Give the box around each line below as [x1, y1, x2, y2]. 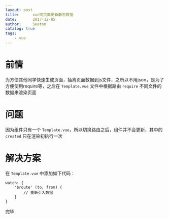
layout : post [5, 7, 33, 13]
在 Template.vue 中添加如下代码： [5, 170, 75, 176]
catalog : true [5, 26, 36, 31]
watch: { [5, 180, 24, 185]
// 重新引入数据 [23, 190, 53, 195]
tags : [5, 31, 17, 36]
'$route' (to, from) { [14, 185, 62, 190]
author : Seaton [5, 21, 47, 27]
